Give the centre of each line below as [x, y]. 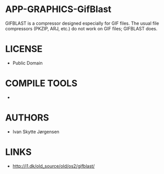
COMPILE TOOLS [41, 83]
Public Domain [27, 63]
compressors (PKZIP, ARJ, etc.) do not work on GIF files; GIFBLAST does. [81, 28]
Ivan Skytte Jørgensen [36, 132]
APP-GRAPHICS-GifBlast [58, 9]
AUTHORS [27, 118]
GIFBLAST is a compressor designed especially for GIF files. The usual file [82, 23]
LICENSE [24, 49]
